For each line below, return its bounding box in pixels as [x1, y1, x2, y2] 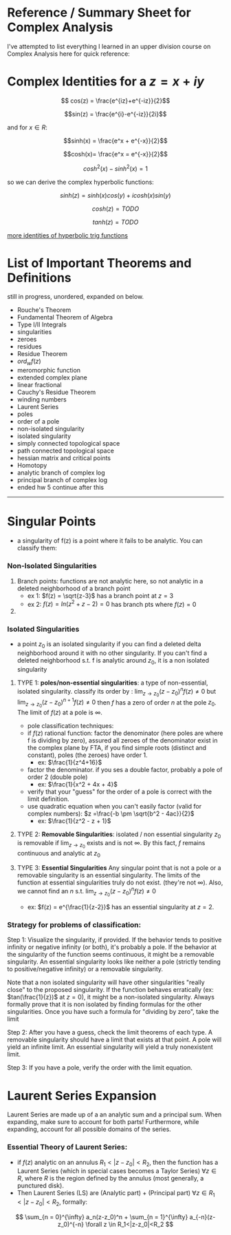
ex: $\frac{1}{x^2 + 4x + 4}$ [37, 780, 118, 788]
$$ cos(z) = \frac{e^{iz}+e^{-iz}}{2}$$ [60, 96, 170, 105]
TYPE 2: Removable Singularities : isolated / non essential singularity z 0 [16, 830, 221, 840]
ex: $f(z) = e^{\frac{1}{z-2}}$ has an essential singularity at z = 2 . [27, 903, 214, 911]
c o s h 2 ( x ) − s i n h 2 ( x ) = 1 [83, 163, 148, 173]
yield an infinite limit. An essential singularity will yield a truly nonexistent [7, 1043, 213, 1051]
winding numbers [16, 395, 67, 404]
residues [16, 342, 43, 351]
